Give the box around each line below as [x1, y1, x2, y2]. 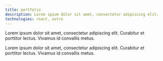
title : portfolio [5, 7, 41, 12]
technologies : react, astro [5, 16, 64, 21]
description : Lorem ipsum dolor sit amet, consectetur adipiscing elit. [5, 12, 159, 17]
